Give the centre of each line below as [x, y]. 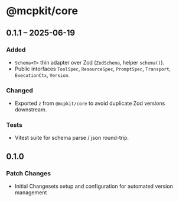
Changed [20, 90]
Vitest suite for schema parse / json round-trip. [71, 138]
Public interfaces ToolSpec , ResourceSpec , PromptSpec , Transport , [93, 69]
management [31, 193]
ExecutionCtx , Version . [42, 75]
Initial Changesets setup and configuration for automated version [94, 186]
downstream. [31, 110]
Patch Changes [29, 173]
